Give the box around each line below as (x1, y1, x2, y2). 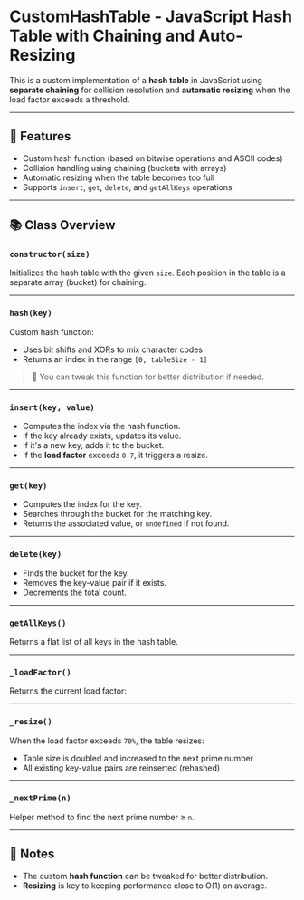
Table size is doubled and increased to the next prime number (22, 752, 254, 763)
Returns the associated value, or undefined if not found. (22, 518, 230, 529)
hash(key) (9, 308, 52, 319)
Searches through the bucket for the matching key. (22, 509, 213, 520)
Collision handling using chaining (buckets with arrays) (22, 162, 227, 173)
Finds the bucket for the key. (22, 568, 129, 579)
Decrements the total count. (22, 587, 127, 598)
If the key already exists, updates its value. (22, 430, 182, 441)
